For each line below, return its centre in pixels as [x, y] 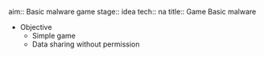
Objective [36, 27]
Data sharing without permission [86, 44]
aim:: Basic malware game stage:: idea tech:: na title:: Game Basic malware [132, 12]
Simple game [54, 36]
